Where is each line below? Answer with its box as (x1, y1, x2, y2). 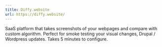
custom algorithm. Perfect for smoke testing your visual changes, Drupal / (5, 31, 156, 37)
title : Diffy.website (5, 7, 50, 12)
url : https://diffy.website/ (5, 12, 65, 17)
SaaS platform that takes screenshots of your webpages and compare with (5, 25, 158, 31)
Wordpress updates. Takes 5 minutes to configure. (5, 36, 108, 42)
